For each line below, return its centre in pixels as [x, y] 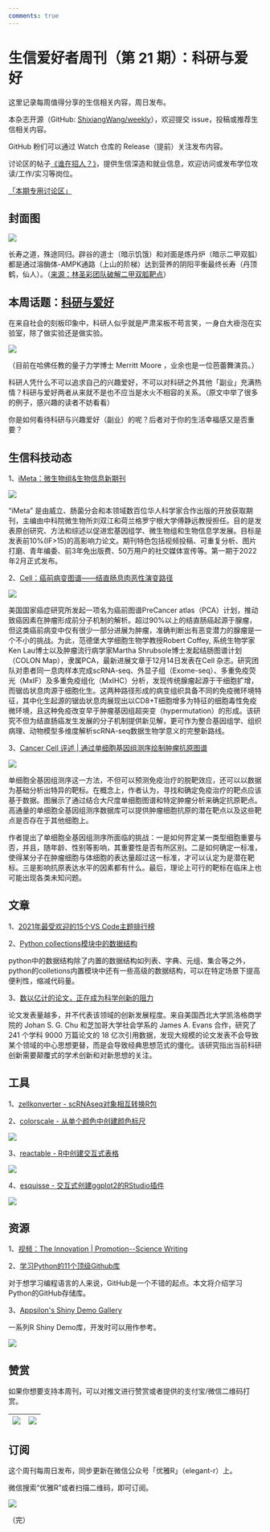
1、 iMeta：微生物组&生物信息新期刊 [67, 478]
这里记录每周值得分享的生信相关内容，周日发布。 [89, 102]
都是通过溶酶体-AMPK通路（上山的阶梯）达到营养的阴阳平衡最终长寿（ [126, 264]
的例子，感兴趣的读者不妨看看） [61, 402]
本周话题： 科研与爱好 [61, 302]
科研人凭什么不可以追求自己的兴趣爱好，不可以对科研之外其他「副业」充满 [131, 382]
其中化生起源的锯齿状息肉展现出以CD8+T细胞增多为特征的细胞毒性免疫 [139, 700]
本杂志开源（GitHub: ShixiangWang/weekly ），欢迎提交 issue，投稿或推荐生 [133, 119]
